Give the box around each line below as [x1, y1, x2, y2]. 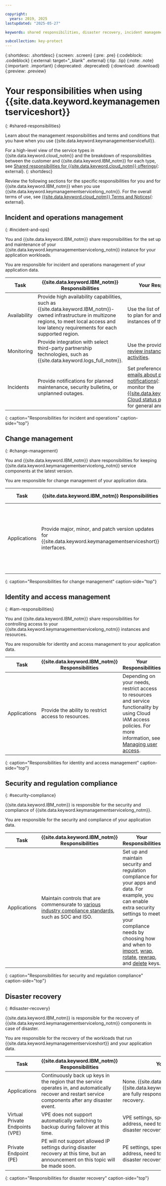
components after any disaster [41, 1097, 113, 1104]
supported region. [38, 330, 80, 337]
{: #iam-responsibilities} [5, 606, 54, 612]
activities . [127, 354, 150, 361]
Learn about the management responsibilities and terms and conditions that [5, 132, 160, 139]
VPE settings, [123, 1114, 154, 1121]
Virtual [7, 1111, 23, 1118]
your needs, [123, 678, 150, 685]
